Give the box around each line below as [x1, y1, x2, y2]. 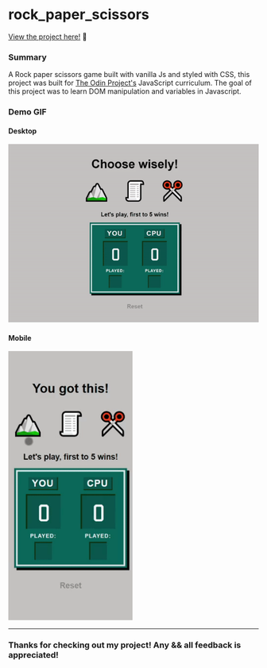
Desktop [8, 125, 37, 136]
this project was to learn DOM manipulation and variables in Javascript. [8, 87, 242, 96]
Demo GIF [8, 106, 47, 118]
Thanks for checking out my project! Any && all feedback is [8, 639, 242, 651]
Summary [8, 52, 48, 63]
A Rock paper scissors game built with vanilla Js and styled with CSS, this [8, 70, 250, 79]
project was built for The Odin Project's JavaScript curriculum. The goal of [8, 78, 252, 88]
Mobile [8, 333, 32, 342]
